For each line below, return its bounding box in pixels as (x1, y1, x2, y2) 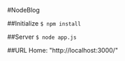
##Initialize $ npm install (7, 19, 82, 27)
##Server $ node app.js (7, 33, 77, 41)
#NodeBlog (7, 6, 41, 14)
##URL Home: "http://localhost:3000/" (7, 46, 119, 54)
